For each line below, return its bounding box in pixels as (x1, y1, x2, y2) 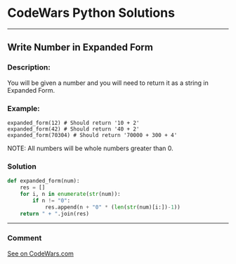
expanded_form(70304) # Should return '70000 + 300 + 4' (7, 131, 178, 138)
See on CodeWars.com (7, 249, 74, 258)
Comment (7, 233, 42, 243)
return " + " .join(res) (20, 210, 90, 217)
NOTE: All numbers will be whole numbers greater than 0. (7, 144, 173, 152)
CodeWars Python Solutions (7, 5, 176, 21)
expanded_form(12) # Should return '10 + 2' (7, 119, 140, 126)
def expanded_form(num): (7, 178, 80, 185)
